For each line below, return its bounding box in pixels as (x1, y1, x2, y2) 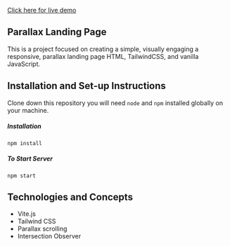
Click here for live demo (7, 6, 77, 14)
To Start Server (7, 154, 53, 163)
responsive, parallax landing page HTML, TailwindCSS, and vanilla (7, 52, 199, 60)
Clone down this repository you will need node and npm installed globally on (7, 98, 224, 107)
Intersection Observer (17, 232, 82, 240)
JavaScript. (7, 60, 41, 68)
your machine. (7, 106, 49, 114)
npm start (7, 172, 37, 179)
